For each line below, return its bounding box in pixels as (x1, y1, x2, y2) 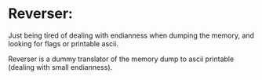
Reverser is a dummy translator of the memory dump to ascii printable (8, 54, 235, 64)
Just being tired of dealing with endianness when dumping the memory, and (8, 31, 255, 40)
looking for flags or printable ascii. (8, 38, 119, 48)
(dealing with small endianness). (8, 62, 113, 71)
